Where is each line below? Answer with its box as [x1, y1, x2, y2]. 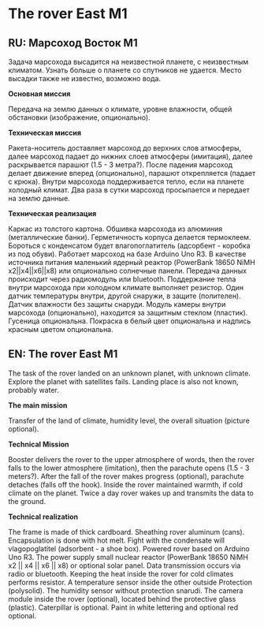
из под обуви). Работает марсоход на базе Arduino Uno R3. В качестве [8, 249, 247, 259]
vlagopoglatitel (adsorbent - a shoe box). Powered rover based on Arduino [8, 543, 250, 553]
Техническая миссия [8, 128, 81, 137]
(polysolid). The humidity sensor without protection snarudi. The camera [8, 585, 244, 595]
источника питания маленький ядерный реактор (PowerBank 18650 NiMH [8, 258, 256, 267]
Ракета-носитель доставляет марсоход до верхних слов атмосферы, [8, 144, 242, 152]
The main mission [8, 400, 68, 410]
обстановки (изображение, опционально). [8, 113, 151, 122]
